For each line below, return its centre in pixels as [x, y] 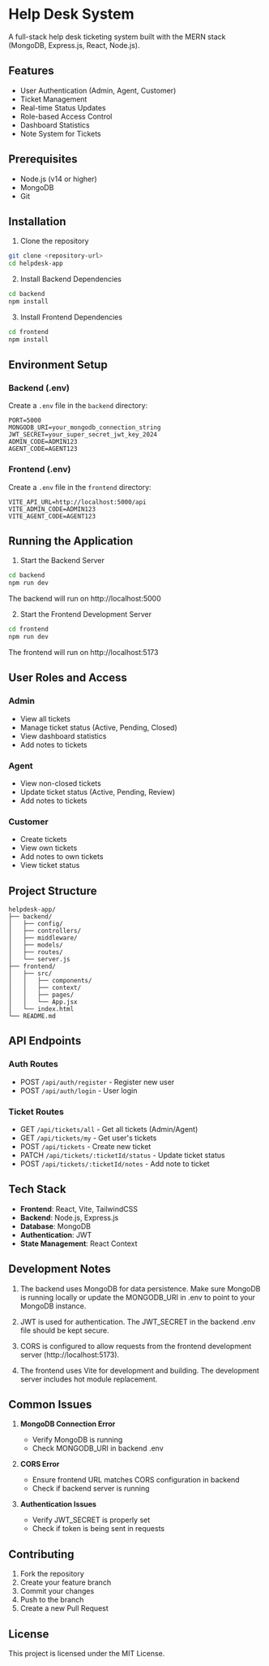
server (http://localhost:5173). [70, 1355]
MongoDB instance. [53, 1306]
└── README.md [32, 1017]
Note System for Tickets [60, 133]
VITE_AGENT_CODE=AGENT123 [52, 516]
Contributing [41, 1554]
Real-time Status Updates [63, 107]
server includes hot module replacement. [89, 1379]
